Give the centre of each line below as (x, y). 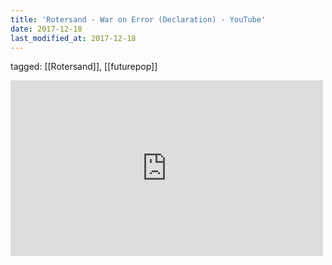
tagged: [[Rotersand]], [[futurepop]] (84, 67)
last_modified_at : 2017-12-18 (73, 38)
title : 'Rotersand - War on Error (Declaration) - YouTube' (138, 19)
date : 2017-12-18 (46, 29)
